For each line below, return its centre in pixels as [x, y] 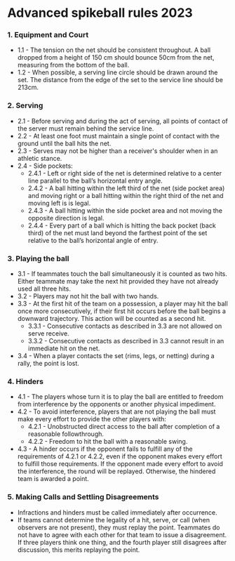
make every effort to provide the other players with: [92, 419]
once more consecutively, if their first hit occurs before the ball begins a [122, 311]
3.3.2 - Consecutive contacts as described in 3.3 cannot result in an [126, 341]
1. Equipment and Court [48, 35]
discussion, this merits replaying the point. [79, 550]
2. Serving [25, 105]
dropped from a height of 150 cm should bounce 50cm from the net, [116, 58]
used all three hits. [44, 289]
